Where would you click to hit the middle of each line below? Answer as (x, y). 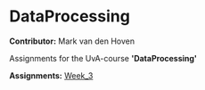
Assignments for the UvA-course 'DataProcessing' (103, 58)
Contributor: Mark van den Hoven (72, 41)
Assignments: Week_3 (51, 75)
